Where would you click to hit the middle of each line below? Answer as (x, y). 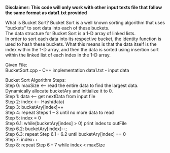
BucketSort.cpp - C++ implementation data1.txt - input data (67, 70)
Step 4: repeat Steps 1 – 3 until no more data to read (60, 112)
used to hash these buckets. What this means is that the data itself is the (81, 44)
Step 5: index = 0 (23, 118)
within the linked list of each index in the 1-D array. (58, 55)
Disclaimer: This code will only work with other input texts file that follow (84, 7)
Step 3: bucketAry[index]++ (35, 107)
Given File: (16, 65)
